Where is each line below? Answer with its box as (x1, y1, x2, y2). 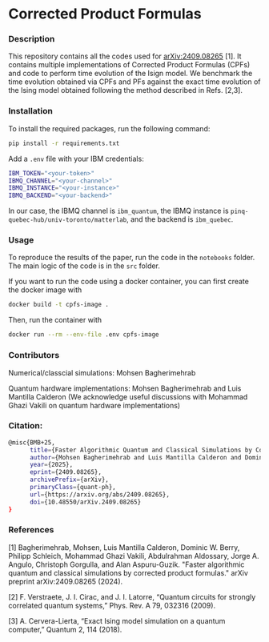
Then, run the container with (8, 315, 102, 325)
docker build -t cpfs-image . (8, 301, 110, 309)
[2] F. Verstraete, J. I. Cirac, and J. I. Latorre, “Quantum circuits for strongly (8, 592, 256, 601)
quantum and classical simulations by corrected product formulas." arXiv (8, 568, 248, 577)
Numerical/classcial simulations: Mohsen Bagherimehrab (8, 367, 196, 377)
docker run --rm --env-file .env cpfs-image (8, 331, 159, 339)
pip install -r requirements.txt (8, 139, 120, 147)
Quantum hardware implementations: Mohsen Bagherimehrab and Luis (8, 383, 242, 393)
